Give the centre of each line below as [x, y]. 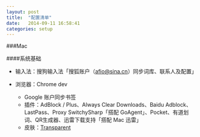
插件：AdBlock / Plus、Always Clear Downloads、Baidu [94, 105]
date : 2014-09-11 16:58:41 [43, 23]
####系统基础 [24, 59]
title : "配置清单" [29, 18]
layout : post [23, 12]
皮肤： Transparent [47, 127]
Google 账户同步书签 [50, 97]
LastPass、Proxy [45, 112]
